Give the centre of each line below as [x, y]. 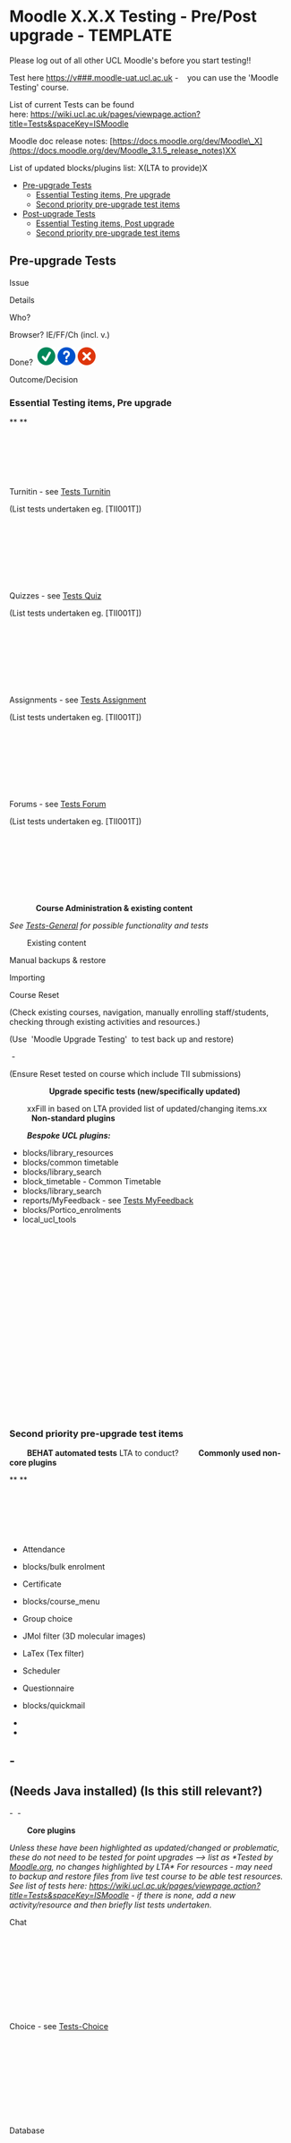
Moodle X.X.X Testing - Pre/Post [133, 17]
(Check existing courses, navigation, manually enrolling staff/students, [139, 1012]
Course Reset [34, 995]
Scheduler [41, 1671]
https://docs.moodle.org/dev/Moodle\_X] [188, 141]
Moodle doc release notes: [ [61, 141]
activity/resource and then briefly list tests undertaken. [111, 1905]
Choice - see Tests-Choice [59, 2026]
